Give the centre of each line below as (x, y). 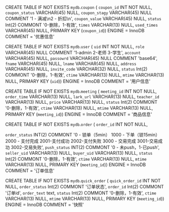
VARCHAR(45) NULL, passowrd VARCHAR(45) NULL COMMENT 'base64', (81, 58)
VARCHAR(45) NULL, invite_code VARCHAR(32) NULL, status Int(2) (76, 69)
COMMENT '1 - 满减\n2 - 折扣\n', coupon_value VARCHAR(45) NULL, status (83, 19)
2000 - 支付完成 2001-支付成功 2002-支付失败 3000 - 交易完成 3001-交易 (82, 141)
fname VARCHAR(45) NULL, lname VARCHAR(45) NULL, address (71, 63)
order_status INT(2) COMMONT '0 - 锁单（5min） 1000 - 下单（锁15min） (83, 135)
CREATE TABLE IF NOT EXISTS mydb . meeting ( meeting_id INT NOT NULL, (81, 91)
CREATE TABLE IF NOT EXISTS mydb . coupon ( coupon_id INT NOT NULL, (79, 7)
